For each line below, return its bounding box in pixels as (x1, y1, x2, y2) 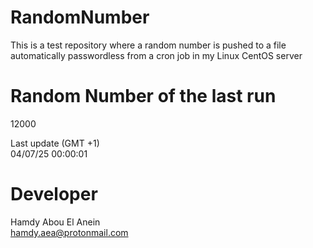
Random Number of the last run (10, 85, 277, 108)
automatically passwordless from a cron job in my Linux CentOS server (10, 49, 303, 61)
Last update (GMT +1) (10, 137, 100, 149)
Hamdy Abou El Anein (10, 216, 101, 228)
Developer (10, 183, 98, 206)
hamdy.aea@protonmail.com (10, 226, 129, 238)
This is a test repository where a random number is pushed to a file (10, 39, 287, 51)
